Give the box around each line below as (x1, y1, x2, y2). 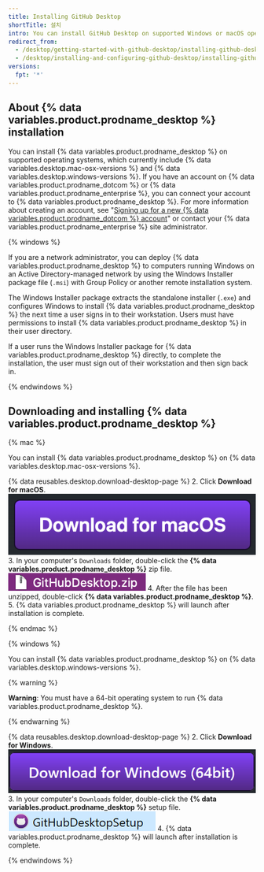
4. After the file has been (147, 584, 228, 593)
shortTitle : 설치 (8, 20, 61, 29)
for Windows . (8, 740, 53, 750)
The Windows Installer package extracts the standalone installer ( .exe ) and (8, 292, 251, 302)
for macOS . (8, 485, 46, 495)
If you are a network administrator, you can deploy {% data (8, 252, 199, 262)
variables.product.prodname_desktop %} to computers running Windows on (8, 261, 255, 270)
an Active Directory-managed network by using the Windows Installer (8, 269, 233, 279)
